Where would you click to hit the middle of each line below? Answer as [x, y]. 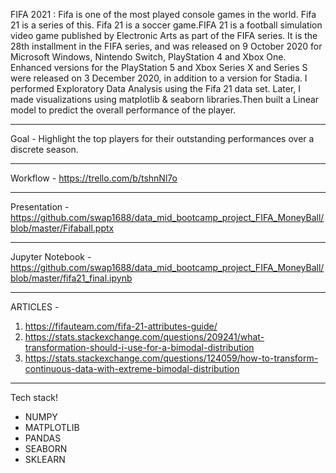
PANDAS [43, 438]
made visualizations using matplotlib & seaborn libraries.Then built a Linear [165, 99]
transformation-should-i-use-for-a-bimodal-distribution [139, 347]
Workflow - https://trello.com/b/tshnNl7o [94, 178]
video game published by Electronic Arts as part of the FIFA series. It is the [164, 35]
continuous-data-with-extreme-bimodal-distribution [132, 368]
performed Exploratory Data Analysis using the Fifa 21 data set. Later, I [156, 88]
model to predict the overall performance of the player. [123, 110]
